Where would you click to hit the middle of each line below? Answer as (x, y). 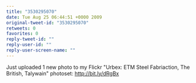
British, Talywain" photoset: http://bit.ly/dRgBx (63, 73)
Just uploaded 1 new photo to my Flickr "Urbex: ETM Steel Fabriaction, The (98, 67)
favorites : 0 (22, 34)
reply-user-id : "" (29, 45)
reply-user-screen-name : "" (41, 50)
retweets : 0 (21, 28)
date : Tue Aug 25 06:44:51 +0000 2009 (54, 17)
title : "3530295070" (32, 12)
